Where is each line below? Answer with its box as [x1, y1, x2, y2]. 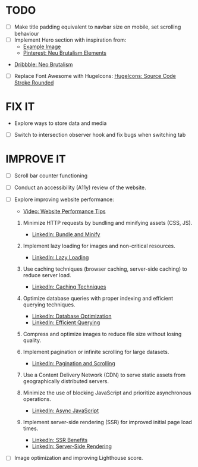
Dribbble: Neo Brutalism [14, 61, 73, 68]
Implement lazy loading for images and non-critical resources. [23, 242, 176, 250]
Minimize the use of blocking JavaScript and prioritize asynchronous [23, 389, 191, 396]
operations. [23, 396, 51, 403]
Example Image [23, 43, 61, 51]
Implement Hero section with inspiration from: [14, 36, 127, 43]
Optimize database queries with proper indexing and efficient [23, 295, 174, 302]
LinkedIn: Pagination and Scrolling [32, 360, 115, 367]
